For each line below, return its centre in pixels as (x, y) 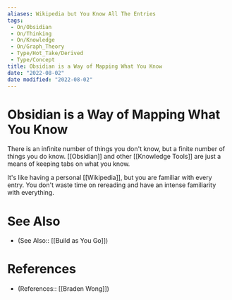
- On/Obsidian (31, 27)
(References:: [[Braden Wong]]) (63, 289)
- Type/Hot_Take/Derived (47, 54)
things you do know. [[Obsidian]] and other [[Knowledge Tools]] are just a (114, 157)
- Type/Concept (32, 60)
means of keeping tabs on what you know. (69, 164)
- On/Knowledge (32, 40)
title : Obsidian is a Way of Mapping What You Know (85, 66)
